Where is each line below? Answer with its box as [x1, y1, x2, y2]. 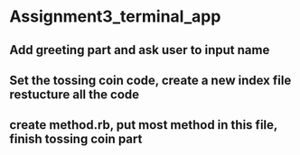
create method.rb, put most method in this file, [9, 117, 278, 132]
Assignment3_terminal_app [9, 6, 221, 27]
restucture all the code [9, 87, 140, 102]
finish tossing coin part [9, 132, 143, 147]
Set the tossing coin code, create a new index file [9, 72, 292, 87]
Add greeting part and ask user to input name [9, 42, 270, 58]
